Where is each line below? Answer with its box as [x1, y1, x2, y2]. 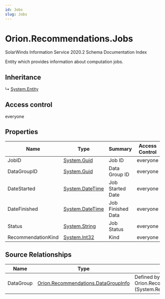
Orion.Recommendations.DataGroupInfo [37, 279, 130, 286]
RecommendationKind [7, 233, 59, 240]
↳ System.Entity [5, 86, 39, 92]
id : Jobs [5, 7, 23, 12]
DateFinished [7, 205, 38, 212]
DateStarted [7, 185, 35, 192]
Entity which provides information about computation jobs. [5, 59, 124, 65]
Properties [5, 128, 38, 136]
